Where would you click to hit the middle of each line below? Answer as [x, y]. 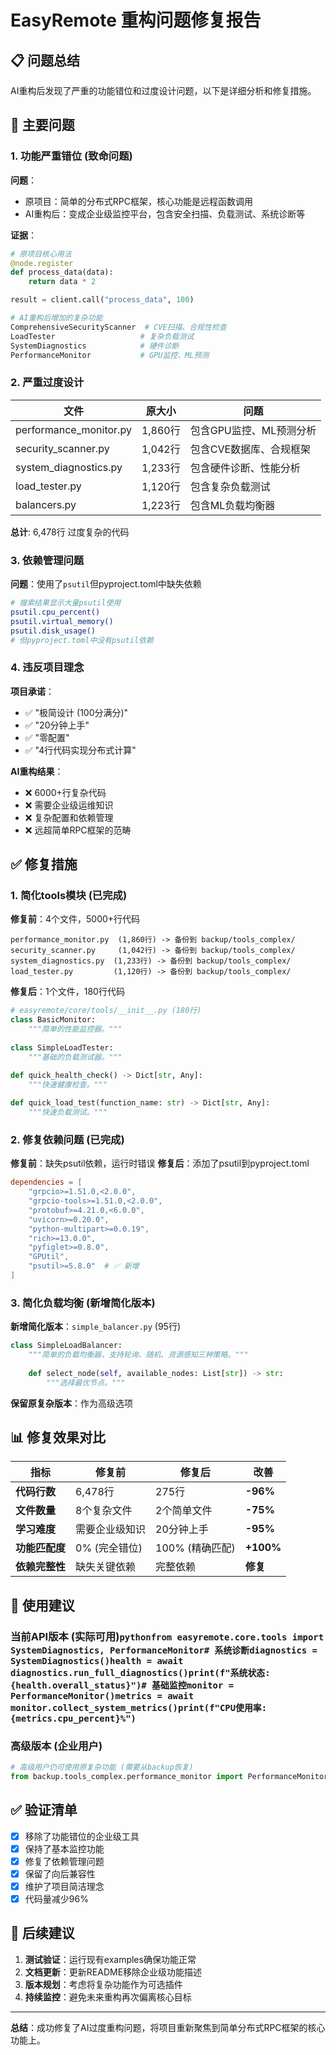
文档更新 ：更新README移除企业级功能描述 [113, 1972]
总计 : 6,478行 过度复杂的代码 [70, 532]
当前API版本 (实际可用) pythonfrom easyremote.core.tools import [167, 1636]
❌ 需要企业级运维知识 [69, 805]
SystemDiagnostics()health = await [97, 1660]
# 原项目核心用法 [41, 254]
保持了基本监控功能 [64, 1848]
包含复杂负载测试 [230, 486]
